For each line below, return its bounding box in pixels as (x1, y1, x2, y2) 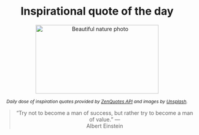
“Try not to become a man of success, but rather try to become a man (16, 109, 193, 117)
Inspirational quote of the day (20, 4, 174, 18)
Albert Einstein (86, 122, 123, 130)
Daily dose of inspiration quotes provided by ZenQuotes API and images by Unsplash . (6, 98, 188, 104)
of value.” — (88, 115, 121, 123)
